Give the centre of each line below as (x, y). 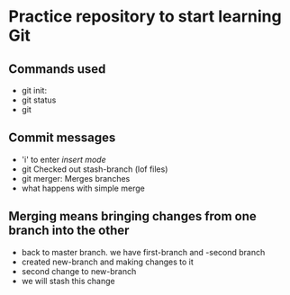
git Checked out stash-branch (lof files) (95, 169)
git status (39, 100)
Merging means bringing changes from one (133, 216)
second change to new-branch (79, 271)
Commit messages (62, 138)
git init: (34, 90)
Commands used (57, 69)
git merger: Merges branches (76, 178)
